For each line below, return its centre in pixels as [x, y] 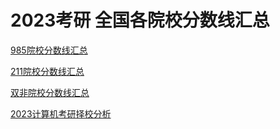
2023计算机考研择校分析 [61, 113]
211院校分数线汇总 [47, 71]
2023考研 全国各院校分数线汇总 [140, 20]
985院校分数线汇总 [49, 50]
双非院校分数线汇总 [50, 92]
